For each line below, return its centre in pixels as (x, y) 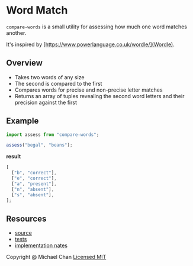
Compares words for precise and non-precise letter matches (89, 90)
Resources (26, 218)
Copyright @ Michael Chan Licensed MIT (56, 257)
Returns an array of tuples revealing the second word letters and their (99, 96)
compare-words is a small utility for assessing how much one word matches (97, 27)
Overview (25, 63)
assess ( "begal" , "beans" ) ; (39, 145)
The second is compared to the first (58, 83)
